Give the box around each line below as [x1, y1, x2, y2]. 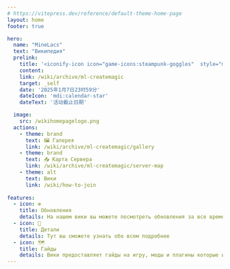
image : [13, 111, 32, 119]
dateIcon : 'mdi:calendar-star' [19, 93, 109, 100]
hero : [7, 35, 23, 42]
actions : [13, 124, 38, 131]
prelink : [13, 54, 38, 62]
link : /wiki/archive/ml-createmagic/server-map [25, 163, 164, 169]
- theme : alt [19, 169, 57, 176]
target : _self [19, 80, 60, 86]
